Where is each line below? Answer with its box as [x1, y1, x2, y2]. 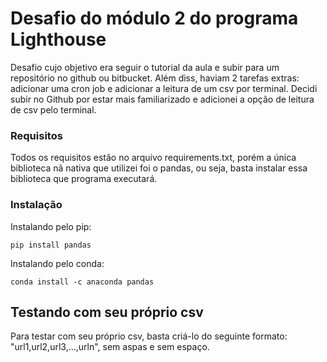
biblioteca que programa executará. [10, 173, 158, 185]
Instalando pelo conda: [10, 257, 105, 269]
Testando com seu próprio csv [10, 303, 204, 321]
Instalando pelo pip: [10, 220, 92, 232]
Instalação [10, 198, 63, 212]
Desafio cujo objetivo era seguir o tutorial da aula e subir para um [10, 61, 280, 73]
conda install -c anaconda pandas [10, 277, 155, 287]
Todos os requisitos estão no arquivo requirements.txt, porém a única [10, 152, 297, 164]
